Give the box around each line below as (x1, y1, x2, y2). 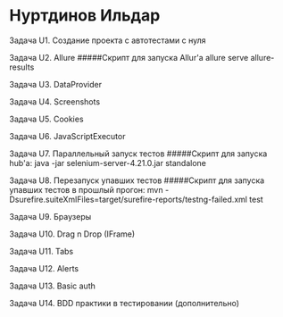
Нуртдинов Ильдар (9, 5, 161, 26)
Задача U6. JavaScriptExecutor (9, 130, 126, 141)
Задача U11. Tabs (9, 246, 74, 256)
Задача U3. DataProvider (9, 79, 103, 89)
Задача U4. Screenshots (9, 96, 101, 107)
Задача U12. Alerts (9, 263, 79, 273)
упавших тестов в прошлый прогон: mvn (9, 184, 163, 195)
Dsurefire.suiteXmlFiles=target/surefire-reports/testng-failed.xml (9, 194, 248, 204)
